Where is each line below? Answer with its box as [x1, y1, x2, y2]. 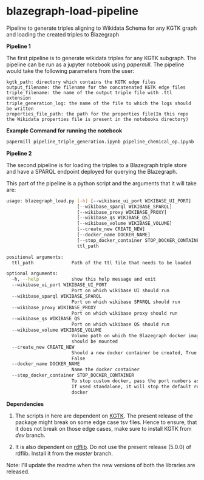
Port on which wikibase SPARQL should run [71, 299, 181, 305]
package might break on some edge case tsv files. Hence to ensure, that [15, 418, 197, 426]
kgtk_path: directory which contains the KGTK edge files [6, 79, 156, 85]
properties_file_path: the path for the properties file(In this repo [6, 111, 189, 117]
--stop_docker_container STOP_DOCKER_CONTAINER [12, 372, 135, 379]
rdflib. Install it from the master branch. [15, 450, 114, 457]
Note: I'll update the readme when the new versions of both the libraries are [6, 461, 195, 468]
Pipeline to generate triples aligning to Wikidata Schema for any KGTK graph [6, 24, 197, 32]
